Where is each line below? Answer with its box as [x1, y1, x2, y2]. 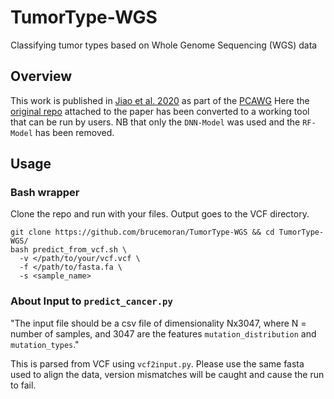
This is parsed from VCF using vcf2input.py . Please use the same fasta [10, 357, 305, 370]
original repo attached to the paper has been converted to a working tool [10, 105, 310, 117]
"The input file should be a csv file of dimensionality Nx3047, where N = [10, 317, 307, 329]
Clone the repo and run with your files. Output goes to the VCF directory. [10, 208, 310, 220]
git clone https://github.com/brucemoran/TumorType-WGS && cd [10, 227, 275, 238]
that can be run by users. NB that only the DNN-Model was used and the [10, 116, 301, 128]
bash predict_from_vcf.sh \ [10, 245, 128, 255]
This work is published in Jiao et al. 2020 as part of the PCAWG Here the [10, 94, 310, 106]
